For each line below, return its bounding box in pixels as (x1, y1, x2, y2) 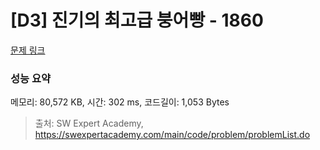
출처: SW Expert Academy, (34, 117, 144, 130)
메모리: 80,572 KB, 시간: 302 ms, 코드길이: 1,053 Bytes (10, 96, 230, 108)
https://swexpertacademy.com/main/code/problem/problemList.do (34, 129, 311, 141)
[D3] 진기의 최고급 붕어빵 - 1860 (10, 9, 264, 32)
